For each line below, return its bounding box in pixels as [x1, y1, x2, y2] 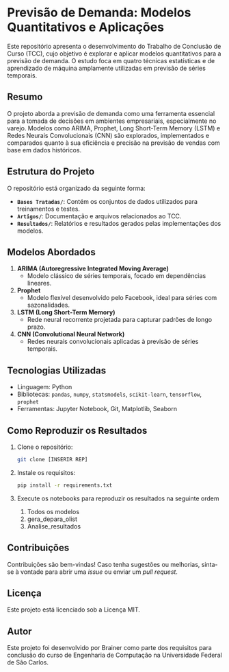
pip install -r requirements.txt [16, 482, 113, 489]
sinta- [201, 560, 218, 568]
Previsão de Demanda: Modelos [7, 5, 191, 21]
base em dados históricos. [7, 146, 82, 154]
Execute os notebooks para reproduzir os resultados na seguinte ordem [16, 494, 220, 502]
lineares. [27, 279, 52, 288]
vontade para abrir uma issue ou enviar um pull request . [20, 568, 178, 576]
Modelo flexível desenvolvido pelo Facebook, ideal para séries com [27, 294, 217, 302]
